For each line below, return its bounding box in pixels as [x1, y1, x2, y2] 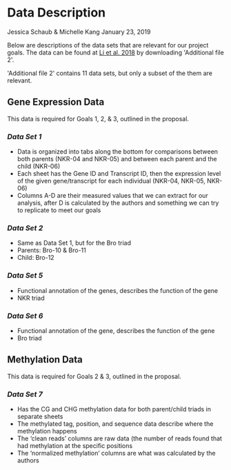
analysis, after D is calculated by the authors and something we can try [17, 198, 219, 207]
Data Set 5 [7, 271, 43, 280]
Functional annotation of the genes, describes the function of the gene [17, 286, 219, 294]
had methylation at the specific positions [17, 442, 133, 450]
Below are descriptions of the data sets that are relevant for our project [7, 41, 209, 49]
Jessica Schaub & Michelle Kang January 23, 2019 [7, 28, 151, 36]
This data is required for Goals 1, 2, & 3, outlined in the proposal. [7, 114, 190, 123]
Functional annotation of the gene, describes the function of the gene [17, 326, 215, 335]
